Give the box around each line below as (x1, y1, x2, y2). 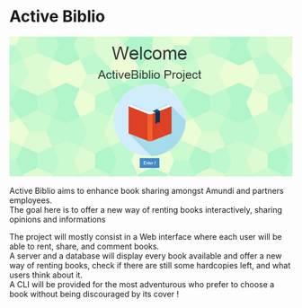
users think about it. (9, 269, 84, 280)
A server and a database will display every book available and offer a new (9, 250, 282, 261)
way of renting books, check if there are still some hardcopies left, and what (9, 260, 291, 270)
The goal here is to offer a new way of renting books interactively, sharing (9, 204, 283, 215)
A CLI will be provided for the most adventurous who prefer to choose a (9, 278, 275, 289)
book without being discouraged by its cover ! (9, 288, 180, 299)
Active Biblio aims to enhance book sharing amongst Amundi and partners (9, 185, 285, 196)
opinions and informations (9, 214, 106, 224)
